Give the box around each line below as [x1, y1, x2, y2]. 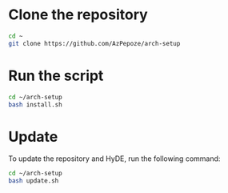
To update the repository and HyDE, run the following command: [8, 154, 221, 163]
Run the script [8, 66, 104, 85]
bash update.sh [8, 177, 59, 185]
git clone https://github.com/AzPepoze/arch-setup [8, 39, 181, 47]
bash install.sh [8, 100, 62, 109]
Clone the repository [8, 6, 148, 24]
